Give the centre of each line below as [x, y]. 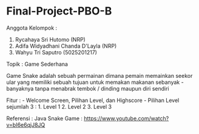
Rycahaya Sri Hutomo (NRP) [50, 39]
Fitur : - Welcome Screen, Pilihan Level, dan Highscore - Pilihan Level [93, 100]
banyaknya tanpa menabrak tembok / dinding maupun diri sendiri [88, 88]
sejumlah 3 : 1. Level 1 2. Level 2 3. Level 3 [59, 106]
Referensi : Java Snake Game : [45, 118]
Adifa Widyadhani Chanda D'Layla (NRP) [66, 46]
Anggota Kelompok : [32, 28]
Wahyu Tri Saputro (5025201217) [56, 52]
